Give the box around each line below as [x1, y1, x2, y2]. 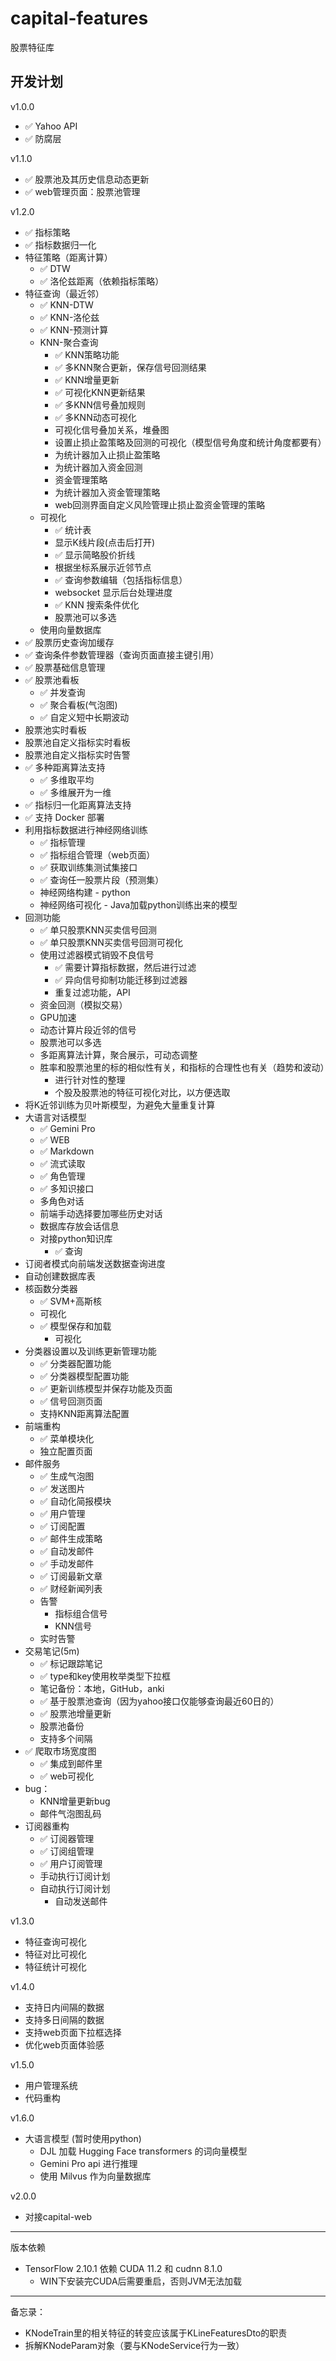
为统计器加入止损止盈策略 [54, 448, 161, 461]
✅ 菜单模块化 [39, 1432, 95, 1444]
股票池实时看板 [24, 723, 87, 736]
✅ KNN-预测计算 [39, 323, 109, 336]
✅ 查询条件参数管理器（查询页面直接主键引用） [24, 648, 220, 661]
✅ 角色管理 [39, 1170, 86, 1182]
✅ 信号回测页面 [39, 1395, 103, 1407]
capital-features [10, 7, 149, 30]
